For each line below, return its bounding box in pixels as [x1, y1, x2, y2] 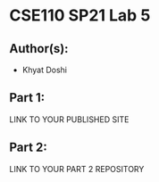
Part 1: [9, 90, 46, 105]
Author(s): [9, 41, 69, 56]
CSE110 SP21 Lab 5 [9, 5, 151, 26]
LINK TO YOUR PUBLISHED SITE [9, 113, 130, 125]
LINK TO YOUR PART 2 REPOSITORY [9, 163, 145, 174]
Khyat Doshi [21, 64, 68, 75]
